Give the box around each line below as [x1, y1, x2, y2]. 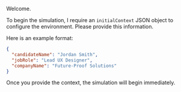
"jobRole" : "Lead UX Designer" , [11, 57, 93, 63]
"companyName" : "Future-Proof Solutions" [11, 63, 117, 69]
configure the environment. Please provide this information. [6, 23, 153, 30]
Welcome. [6, 5, 31, 12]
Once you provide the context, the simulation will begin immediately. [6, 79, 176, 86]
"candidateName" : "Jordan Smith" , [11, 51, 98, 57]
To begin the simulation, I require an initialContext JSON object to [6, 17, 173, 23]
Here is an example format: [6, 35, 73, 41]
